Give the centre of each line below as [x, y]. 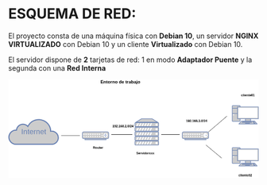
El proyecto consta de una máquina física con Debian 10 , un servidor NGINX [133, 36]
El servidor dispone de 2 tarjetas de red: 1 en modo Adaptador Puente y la [130, 60]
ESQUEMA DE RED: [72, 14]
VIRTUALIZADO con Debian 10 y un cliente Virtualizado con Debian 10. [126, 44]
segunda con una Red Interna [57, 67]
